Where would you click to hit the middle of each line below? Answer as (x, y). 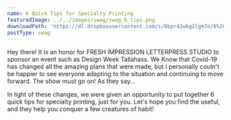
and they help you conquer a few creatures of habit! (81, 109)
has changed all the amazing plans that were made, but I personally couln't (113, 67)
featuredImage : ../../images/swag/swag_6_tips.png (81, 20)
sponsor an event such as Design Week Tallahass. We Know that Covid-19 (112, 60)
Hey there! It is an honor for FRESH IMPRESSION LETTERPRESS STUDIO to (113, 52)
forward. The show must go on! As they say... (71, 81)
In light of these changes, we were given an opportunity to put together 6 (111, 95)
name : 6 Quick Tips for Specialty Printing (70, 13)
